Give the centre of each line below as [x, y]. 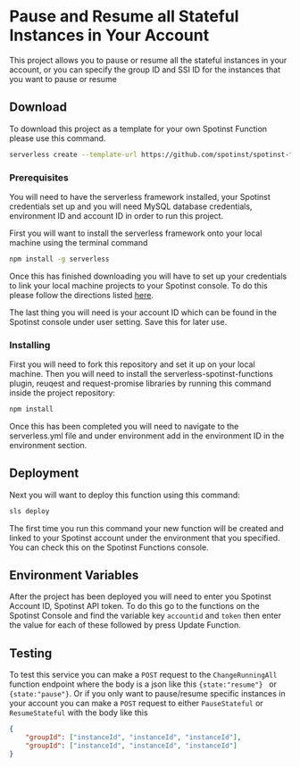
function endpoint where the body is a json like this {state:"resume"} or [143, 684]
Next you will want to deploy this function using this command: [125, 495]
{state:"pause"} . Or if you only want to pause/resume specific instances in [147, 694]
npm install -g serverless [59, 259]
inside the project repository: [62, 393]
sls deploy [29, 511]
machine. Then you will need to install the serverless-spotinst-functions [142, 374]
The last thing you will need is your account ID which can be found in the [143, 312]
